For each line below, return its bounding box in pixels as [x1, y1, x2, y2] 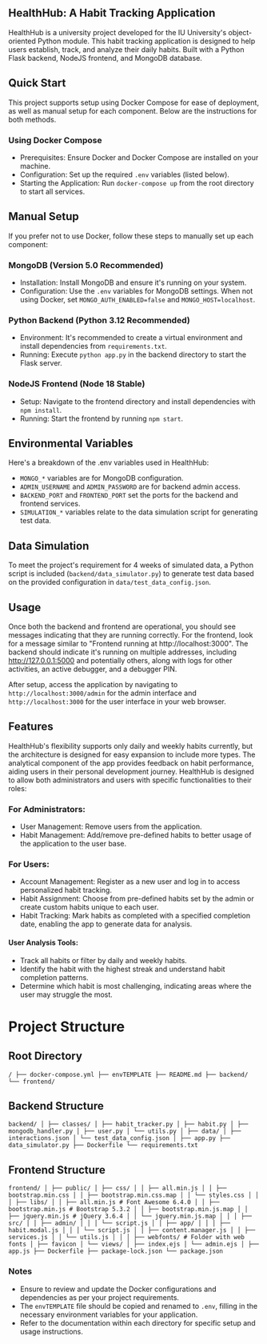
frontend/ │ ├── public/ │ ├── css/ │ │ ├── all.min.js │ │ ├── [8, 1184, 227, 1193]
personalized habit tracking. [19, 886, 112, 895]
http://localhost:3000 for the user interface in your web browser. [8, 697, 226, 706]
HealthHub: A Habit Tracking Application [8, 6, 216, 20]
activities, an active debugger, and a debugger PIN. [8, 664, 177, 674]
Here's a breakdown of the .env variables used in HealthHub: [8, 458, 209, 467]
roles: [8, 783, 27, 793]
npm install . [19, 405, 62, 414]
